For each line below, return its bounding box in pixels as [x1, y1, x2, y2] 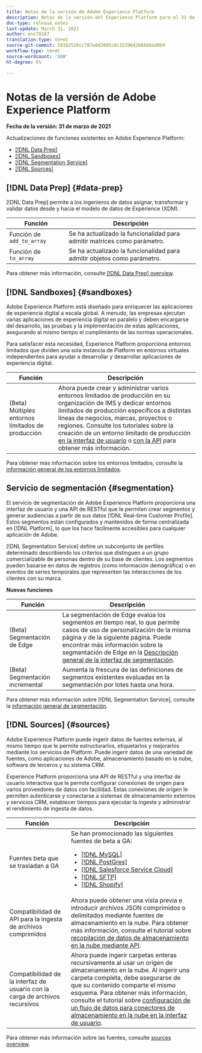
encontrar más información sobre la [62, 641, 164, 649]
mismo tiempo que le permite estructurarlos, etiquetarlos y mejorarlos [6, 742, 180, 749]
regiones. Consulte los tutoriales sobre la [58, 421, 174, 430]
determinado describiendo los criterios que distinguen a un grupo [6, 549, 169, 556]
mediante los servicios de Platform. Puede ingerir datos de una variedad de [6, 748, 193, 755]
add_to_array [9, 238, 47, 245]
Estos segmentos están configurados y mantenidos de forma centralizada [6, 518, 189, 525]
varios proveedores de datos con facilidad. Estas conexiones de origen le [6, 786, 188, 793]
